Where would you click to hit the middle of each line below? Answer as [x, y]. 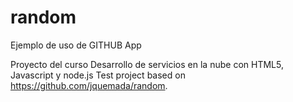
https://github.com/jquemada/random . [89, 85]
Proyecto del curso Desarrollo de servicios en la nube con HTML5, [147, 64]
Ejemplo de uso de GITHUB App [76, 45]
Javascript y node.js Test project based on [98, 75]
